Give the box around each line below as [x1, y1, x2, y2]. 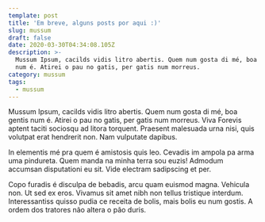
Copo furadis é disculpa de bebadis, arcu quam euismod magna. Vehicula [8, 180, 250, 189]
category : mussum [8, 71, 66, 78]
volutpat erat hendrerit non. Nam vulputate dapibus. [8, 132, 178, 142]
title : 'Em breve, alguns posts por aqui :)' [8, 19, 161, 27]
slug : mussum [8, 26, 52, 34]
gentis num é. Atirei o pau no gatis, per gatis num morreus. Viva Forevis [8, 116, 242, 125]
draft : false [8, 33, 52, 42]
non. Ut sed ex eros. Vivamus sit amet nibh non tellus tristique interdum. [8, 188, 244, 198]
